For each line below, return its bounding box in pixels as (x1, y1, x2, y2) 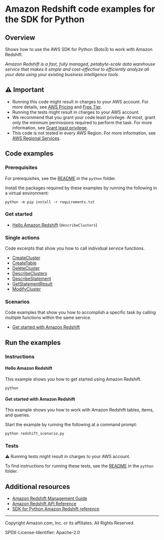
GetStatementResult (12, 281, 53, 287)
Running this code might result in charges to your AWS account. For (12, 99, 149, 104)
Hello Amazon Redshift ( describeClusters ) (12, 222, 98, 228)
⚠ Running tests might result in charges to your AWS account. (5, 454, 131, 460)
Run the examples (5, 338, 61, 347)
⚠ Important (5, 86, 44, 94)
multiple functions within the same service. (5, 315, 92, 321)
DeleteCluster (12, 265, 40, 271)
